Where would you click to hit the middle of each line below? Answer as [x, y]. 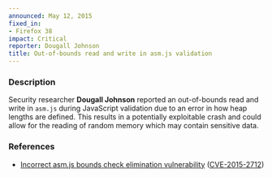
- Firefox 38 [30, 31]
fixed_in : [25, 24]
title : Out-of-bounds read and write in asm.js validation [110, 54]
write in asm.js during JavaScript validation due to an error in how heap [128, 108]
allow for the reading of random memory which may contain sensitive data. [134, 126]
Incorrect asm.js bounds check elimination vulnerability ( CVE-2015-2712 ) [142, 164]
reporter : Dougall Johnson [54, 46]
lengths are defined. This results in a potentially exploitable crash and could [135, 117]
